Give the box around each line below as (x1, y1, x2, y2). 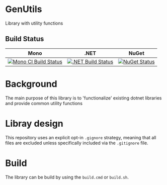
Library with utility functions (5, 20, 63, 26)
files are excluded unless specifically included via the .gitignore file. (5, 140, 148, 146)
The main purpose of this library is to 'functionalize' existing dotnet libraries (5, 95, 162, 101)
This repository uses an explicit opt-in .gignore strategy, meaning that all (5, 134, 156, 140)
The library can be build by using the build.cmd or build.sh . (5, 174, 129, 180)
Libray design (5, 118, 64, 129)
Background (5, 78, 57, 89)
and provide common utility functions (5, 100, 83, 106)
